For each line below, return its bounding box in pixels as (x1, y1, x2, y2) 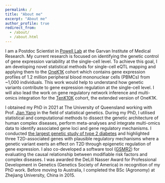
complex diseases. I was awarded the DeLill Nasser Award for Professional (5, 157, 157, 162)
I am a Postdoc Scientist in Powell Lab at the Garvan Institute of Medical (5, 48, 151, 54)
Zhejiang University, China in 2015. (5, 172, 75, 178)
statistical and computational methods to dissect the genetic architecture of (5, 115, 159, 121)
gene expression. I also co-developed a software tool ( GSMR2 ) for (5, 146, 140, 152)
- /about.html (9, 35, 38, 40)
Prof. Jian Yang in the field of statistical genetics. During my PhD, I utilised (5, 109, 155, 115)
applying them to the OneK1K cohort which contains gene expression (5, 69, 145, 75)
